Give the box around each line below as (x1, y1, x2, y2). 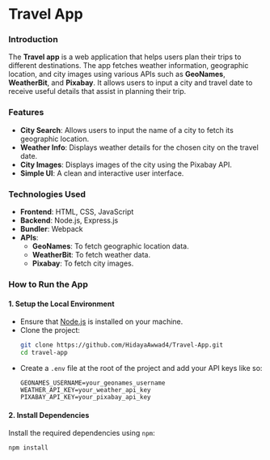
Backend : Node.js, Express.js (19, 215, 119, 225)
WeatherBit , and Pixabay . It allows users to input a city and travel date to (8, 78, 253, 87)
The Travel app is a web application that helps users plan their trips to (8, 52, 242, 62)
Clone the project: (19, 326, 81, 335)
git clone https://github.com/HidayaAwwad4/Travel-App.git (19, 341, 224, 349)
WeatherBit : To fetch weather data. (32, 250, 151, 260)
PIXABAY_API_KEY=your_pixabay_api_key (19, 393, 151, 401)
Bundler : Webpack (19, 224, 83, 234)
